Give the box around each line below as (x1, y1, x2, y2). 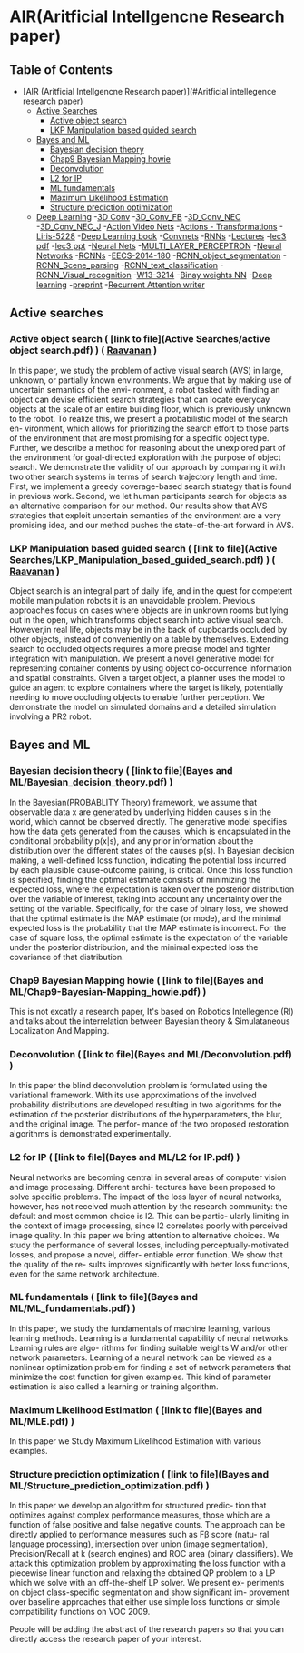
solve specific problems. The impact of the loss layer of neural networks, (9, 1191, 282, 1202)
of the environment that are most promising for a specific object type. (9, 432, 270, 443)
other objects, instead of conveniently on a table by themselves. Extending (9, 634, 289, 645)
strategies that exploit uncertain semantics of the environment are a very (9, 509, 281, 520)
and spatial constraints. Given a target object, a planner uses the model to (9, 672, 286, 683)
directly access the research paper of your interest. (9, 1634, 201, 1645)
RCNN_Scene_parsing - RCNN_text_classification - (35, 260, 224, 270)
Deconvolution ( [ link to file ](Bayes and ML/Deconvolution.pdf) (9, 1047, 292, 1060)
